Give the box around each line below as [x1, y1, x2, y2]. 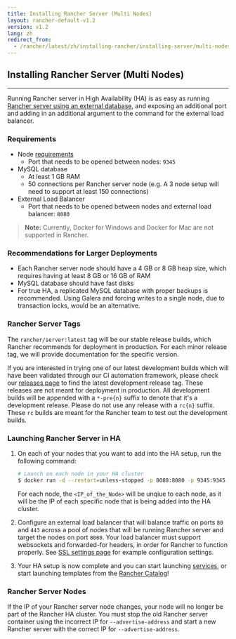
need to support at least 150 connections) [27, 187, 149, 196]
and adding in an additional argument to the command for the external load [7, 109, 225, 117]
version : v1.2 [7, 23, 49, 30]
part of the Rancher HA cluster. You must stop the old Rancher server [7, 610, 209, 619]
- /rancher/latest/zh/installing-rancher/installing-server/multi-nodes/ [13, 43, 234, 50]
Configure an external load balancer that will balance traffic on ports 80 [17, 518, 223, 527]
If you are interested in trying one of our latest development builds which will [7, 363, 229, 372]
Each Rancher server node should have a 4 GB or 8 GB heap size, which [17, 264, 227, 272]
